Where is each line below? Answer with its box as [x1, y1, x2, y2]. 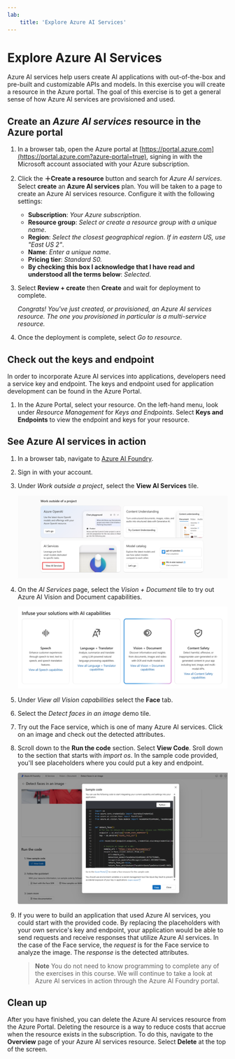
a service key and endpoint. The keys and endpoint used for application [7, 380, 214, 388]
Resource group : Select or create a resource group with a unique [27, 218, 218, 227]
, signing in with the [146, 153, 203, 161]
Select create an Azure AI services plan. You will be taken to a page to [17, 182, 222, 191]
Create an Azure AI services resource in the [7, 116, 201, 127]
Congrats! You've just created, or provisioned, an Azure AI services [17, 305, 212, 313]
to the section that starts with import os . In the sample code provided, [17, 751, 219, 759]
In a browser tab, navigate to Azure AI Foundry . [17, 454, 154, 462]
